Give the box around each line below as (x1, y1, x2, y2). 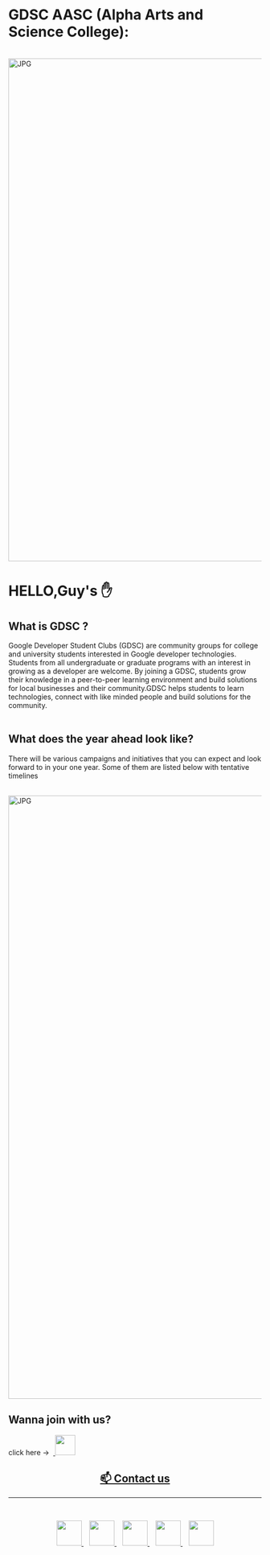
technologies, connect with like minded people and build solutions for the (8, 692, 252, 701)
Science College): (8, 23, 129, 41)
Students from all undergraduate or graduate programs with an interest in (8, 657, 251, 667)
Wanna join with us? (8, 1413, 112, 1427)
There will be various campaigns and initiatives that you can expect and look (8, 754, 262, 763)
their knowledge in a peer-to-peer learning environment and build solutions (8, 674, 257, 685)
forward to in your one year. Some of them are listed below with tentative (8, 762, 250, 771)
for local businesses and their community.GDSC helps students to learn (8, 683, 244, 693)
